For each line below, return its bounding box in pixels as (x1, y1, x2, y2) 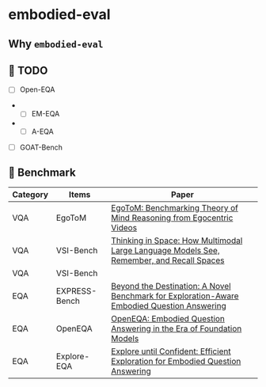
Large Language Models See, (110, 245, 220, 256)
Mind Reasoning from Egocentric (110, 212, 234, 223)
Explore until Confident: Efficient (110, 346, 231, 357)
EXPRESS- (55, 286, 97, 297)
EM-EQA (31, 109, 60, 119)
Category (12, 189, 49, 200)
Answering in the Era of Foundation (110, 323, 242, 334)
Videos (110, 222, 137, 233)
